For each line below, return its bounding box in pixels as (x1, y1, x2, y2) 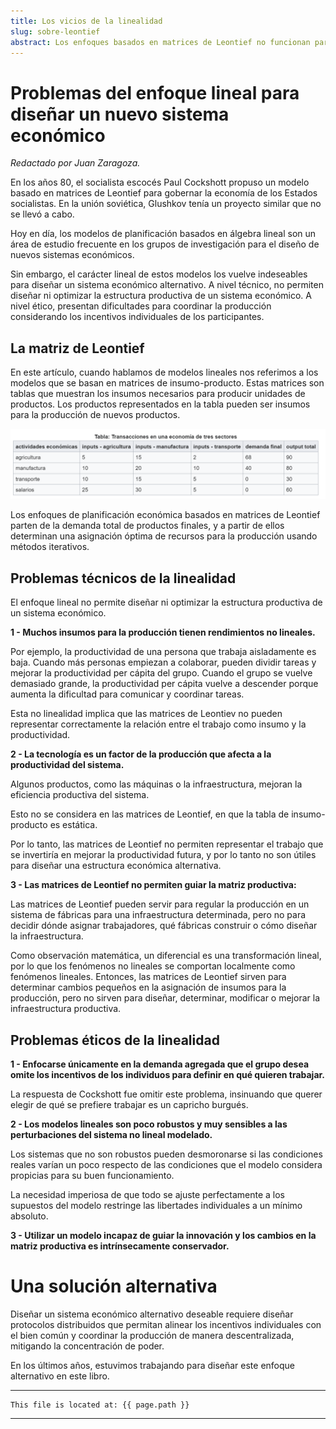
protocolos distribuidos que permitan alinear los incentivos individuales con (10, 1318, 322, 1330)
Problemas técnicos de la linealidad (10, 570, 237, 587)
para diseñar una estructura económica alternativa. (10, 860, 222, 872)
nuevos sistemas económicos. (10, 249, 135, 261)
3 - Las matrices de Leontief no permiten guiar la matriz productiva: (10, 879, 297, 891)
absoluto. (10, 1210, 49, 1222)
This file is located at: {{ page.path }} (10, 1400, 190, 1410)
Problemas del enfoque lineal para (10, 81, 300, 104)
